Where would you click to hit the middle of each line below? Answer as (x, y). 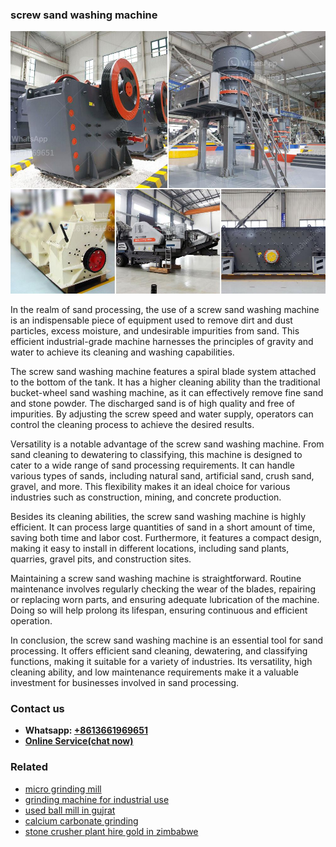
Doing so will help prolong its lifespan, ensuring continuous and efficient (159, 610)
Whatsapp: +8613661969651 (86, 730)
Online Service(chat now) (79, 741)
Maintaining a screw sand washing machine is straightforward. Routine (156, 578)
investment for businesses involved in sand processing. (125, 682)
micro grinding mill (63, 789)
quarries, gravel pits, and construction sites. (101, 559)
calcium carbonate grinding (81, 820)
